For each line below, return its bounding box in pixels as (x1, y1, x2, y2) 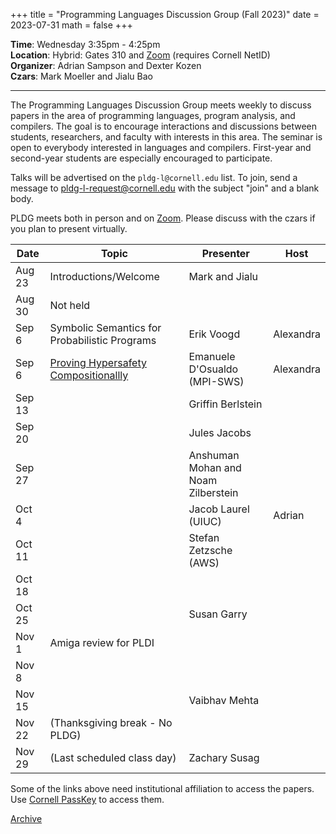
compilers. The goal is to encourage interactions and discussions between (10, 120, 318, 132)
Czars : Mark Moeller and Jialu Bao (10, 70, 153, 82)
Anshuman (188, 449, 240, 462)
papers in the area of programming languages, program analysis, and (10, 110, 296, 121)
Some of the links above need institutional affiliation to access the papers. (10, 783, 315, 794)
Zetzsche (188, 544, 233, 557)
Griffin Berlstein (188, 397, 263, 411)
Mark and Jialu (188, 270, 259, 283)
